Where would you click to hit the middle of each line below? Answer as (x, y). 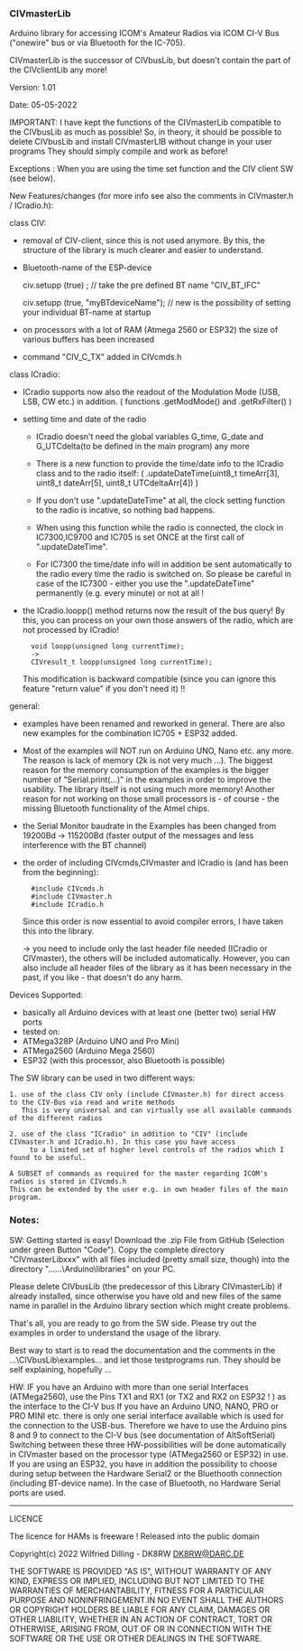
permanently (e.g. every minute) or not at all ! (120, 593)
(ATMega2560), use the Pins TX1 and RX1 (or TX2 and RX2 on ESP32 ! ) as (148, 1396)
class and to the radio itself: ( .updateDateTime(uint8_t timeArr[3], (158, 474)
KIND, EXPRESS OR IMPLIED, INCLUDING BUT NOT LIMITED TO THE (137, 1580)
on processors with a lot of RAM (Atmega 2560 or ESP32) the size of (150, 330)
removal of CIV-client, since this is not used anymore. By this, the (144, 241)
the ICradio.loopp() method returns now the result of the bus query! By (154, 611)
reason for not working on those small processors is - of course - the (151, 799)
